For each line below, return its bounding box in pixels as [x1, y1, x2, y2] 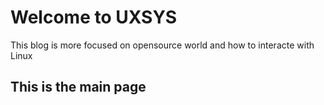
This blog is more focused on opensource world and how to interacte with [10, 39, 315, 51]
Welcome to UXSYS [10, 6, 178, 29]
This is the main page [10, 79, 147, 96]
